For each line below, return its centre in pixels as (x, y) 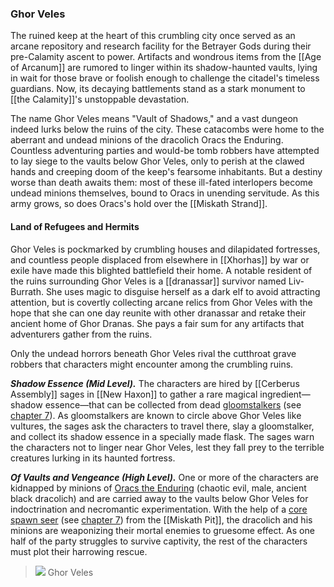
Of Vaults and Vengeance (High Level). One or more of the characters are (164, 477)
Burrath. (27, 291)
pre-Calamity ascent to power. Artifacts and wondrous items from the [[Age (166, 57)
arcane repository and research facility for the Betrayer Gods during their (161, 46)
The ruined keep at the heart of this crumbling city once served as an (153, 36)
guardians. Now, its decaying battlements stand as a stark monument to (158, 89)
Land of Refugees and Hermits (75, 226)
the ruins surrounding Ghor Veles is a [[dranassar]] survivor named (148, 281)
